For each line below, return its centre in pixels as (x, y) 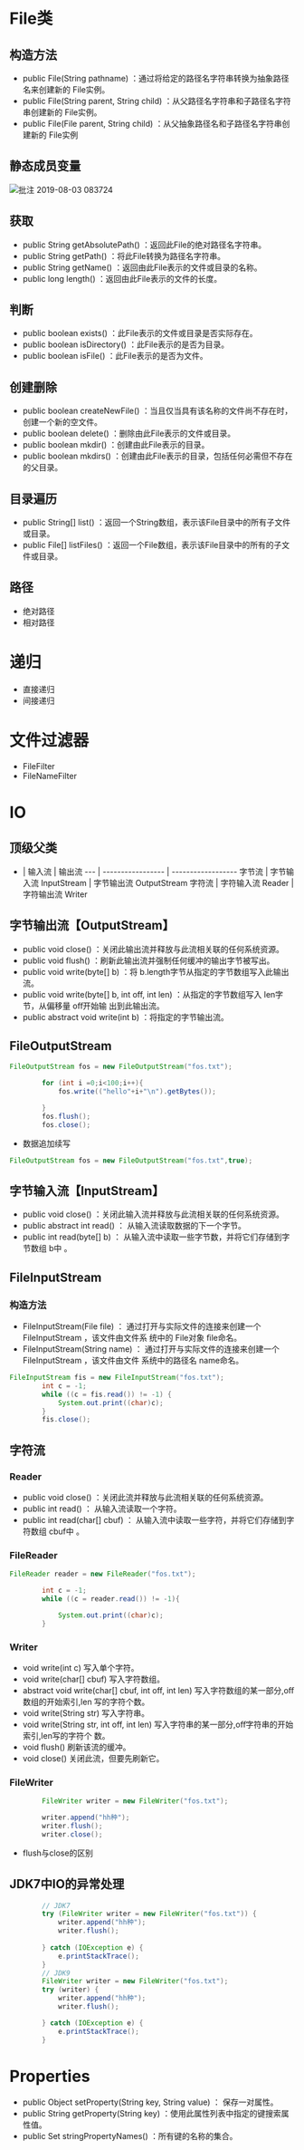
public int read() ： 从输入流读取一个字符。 (102, 1509)
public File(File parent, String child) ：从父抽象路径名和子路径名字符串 (152, 124)
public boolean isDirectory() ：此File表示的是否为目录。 (126, 344)
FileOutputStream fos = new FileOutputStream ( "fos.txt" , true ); (131, 1161)
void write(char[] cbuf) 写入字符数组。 (94, 1679)
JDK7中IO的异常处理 (67, 1884)
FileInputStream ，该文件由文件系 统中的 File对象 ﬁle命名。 (132, 1338)
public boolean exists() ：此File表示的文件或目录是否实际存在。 (140, 333)
